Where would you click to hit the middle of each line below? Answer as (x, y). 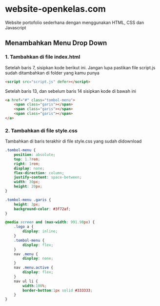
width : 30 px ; (27, 182)
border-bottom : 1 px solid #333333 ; (58, 290)
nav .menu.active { (34, 268)
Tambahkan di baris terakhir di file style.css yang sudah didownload (73, 141)
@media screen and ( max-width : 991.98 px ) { (50, 222)
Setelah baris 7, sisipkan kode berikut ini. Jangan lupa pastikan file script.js (80, 67)
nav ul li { (26, 281)
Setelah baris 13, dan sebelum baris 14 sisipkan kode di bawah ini (71, 91)
